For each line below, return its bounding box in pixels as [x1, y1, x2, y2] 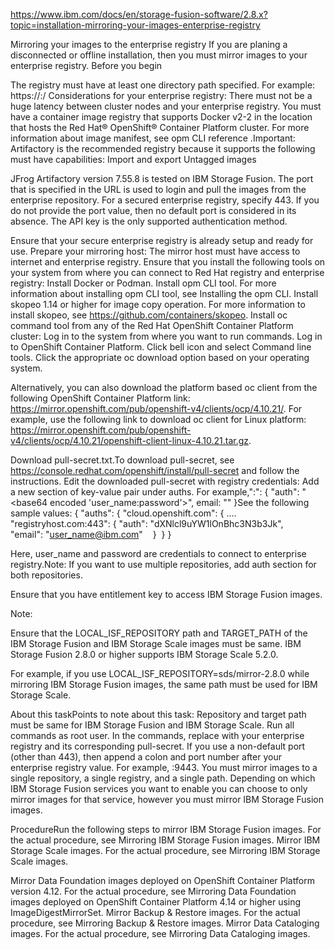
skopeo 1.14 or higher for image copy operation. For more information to [10, 299, 306, 310]
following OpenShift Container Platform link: [10, 392, 191, 404]
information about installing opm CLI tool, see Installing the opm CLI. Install [10, 288, 319, 299]
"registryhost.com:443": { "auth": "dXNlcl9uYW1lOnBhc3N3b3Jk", [10, 518, 284, 529]
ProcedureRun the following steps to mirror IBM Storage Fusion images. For [10, 824, 322, 835]
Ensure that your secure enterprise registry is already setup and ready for [10, 235, 314, 246]
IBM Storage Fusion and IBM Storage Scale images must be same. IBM [10, 638, 302, 649]
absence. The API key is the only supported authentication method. [10, 215, 288, 227]
